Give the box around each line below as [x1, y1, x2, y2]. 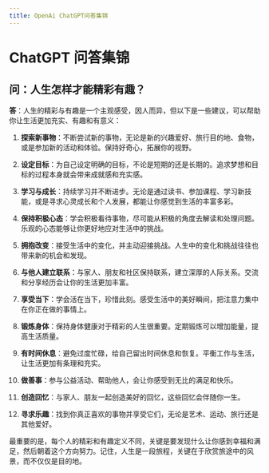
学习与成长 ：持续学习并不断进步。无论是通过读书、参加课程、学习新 [20, 186, 245, 196]
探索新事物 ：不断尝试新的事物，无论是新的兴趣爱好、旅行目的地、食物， [20, 133, 259, 142]
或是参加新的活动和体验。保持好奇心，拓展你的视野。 [20, 142, 196, 152]
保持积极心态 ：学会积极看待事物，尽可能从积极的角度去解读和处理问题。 [20, 213, 259, 223]
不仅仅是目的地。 [30, 456, 86, 466]
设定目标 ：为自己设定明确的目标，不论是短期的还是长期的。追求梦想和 [20, 159, 252, 169]
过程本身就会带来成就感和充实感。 [34, 169, 147, 179]
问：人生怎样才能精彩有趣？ [9, 83, 146, 97]
